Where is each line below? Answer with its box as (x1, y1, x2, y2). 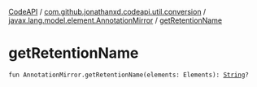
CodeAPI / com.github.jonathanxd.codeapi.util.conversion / (8, 7, 207, 16)
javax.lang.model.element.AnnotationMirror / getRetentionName (8, 15, 222, 25)
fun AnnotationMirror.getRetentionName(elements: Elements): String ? (8, 71, 250, 79)
